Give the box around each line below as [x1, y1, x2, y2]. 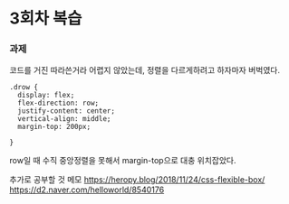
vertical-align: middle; [17, 115, 111, 124]
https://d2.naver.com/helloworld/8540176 [9, 184, 165, 195]
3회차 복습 [9, 8, 82, 29]
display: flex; [17, 91, 75, 100]
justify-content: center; [17, 107, 116, 116]
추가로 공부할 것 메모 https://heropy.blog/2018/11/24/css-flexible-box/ [9, 174, 265, 185]
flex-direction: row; [17, 98, 100, 108]
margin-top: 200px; [17, 123, 92, 132]
